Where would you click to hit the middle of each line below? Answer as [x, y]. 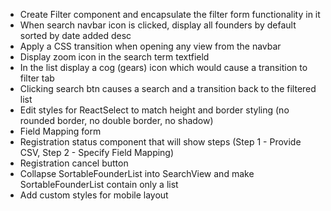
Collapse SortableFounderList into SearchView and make [137, 173]
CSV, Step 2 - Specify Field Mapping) [97, 152]
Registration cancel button [74, 163]
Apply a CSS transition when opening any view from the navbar [150, 46]
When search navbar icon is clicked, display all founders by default [158, 25]
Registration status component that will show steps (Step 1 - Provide [160, 142]
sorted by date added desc [75, 35]
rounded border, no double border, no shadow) [116, 120]
